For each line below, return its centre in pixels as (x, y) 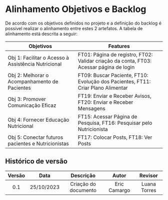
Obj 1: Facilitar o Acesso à (38, 58)
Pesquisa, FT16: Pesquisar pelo (115, 123)
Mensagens (92, 108)
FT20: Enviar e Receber (105, 102)
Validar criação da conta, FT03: (114, 61)
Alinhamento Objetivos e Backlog (76, 9)
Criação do (83, 184)
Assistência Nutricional (35, 64)
